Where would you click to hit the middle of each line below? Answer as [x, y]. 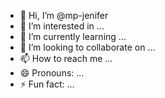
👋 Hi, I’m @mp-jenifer [64, 15]
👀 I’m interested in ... [62, 26]
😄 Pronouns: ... [52, 73]
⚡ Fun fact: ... [47, 84]
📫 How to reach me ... [66, 58]
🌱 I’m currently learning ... [73, 36]
